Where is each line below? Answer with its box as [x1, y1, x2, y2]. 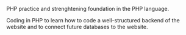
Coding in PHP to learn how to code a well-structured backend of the [6, 17, 180, 24]
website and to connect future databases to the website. [6, 24, 148, 30]
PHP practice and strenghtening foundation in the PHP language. [6, 5, 170, 12]
